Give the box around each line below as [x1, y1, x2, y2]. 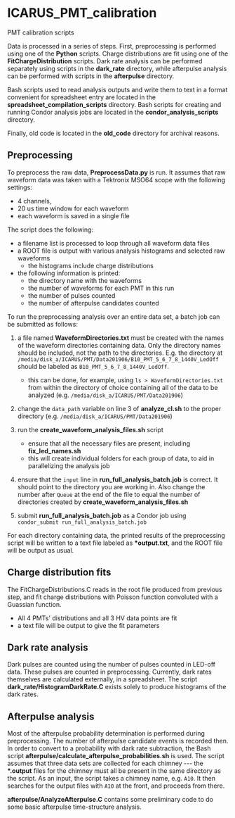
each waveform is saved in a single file [17, 211, 130, 220]
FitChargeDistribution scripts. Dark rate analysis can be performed [7, 56, 203, 65]
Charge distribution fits [7, 567, 112, 579]
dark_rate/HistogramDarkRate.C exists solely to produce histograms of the [7, 683, 227, 691]
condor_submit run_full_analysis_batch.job [17, 519, 147, 526]
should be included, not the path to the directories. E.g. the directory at [17, 348, 223, 357]
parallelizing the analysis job [27, 461, 110, 470]
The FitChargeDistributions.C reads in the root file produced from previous [7, 585, 222, 593]
